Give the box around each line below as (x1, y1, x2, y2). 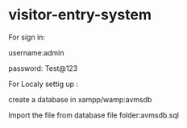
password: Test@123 (8, 63, 78, 73)
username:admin (8, 47, 64, 57)
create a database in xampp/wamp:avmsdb (8, 94, 152, 104)
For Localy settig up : (8, 79, 79, 89)
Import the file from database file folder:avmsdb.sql (8, 110, 180, 120)
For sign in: (8, 32, 46, 42)
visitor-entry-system (8, 6, 152, 24)
